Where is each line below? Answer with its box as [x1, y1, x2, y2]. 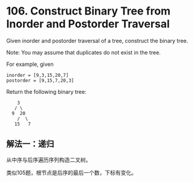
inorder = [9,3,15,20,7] [6, 72, 69, 78]
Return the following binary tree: [6, 88, 86, 95]
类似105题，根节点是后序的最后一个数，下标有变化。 [6, 169, 137, 176]
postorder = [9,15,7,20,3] [6, 77, 74, 83]
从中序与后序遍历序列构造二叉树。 [6, 156, 91, 163]
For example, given [6, 60, 54, 68]
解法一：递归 [6, 139, 54, 149]
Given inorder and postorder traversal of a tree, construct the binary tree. [6, 37, 189, 44]
